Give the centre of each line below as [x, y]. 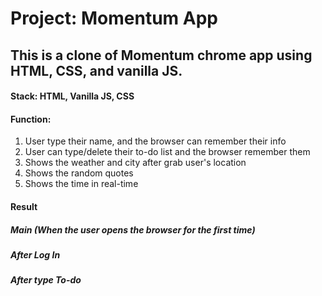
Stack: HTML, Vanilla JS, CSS [72, 96]
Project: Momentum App [114, 18]
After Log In [35, 254]
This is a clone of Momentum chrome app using [161, 55]
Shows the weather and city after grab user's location [135, 163]
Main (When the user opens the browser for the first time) [133, 229]
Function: [31, 119]
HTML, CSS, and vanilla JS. [96, 70]
